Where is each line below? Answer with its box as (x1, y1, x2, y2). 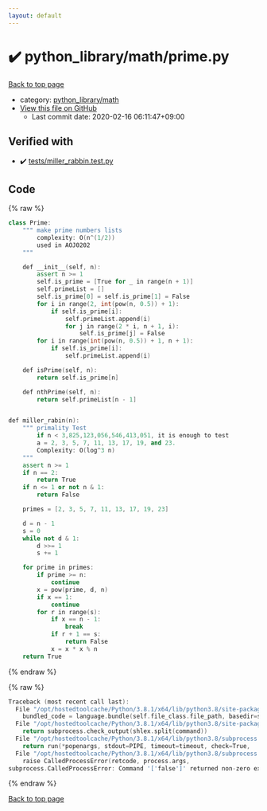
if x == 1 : (37, 593, 73, 601)
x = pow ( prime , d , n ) (37, 586, 109, 594)
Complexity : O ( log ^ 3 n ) (37, 446, 115, 454)
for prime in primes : (22, 563, 94, 572)
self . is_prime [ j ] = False (79, 330, 165, 338)
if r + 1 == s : (50, 630, 102, 638)
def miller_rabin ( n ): (8, 417, 80, 425)
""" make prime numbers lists (22, 226, 123, 235)
